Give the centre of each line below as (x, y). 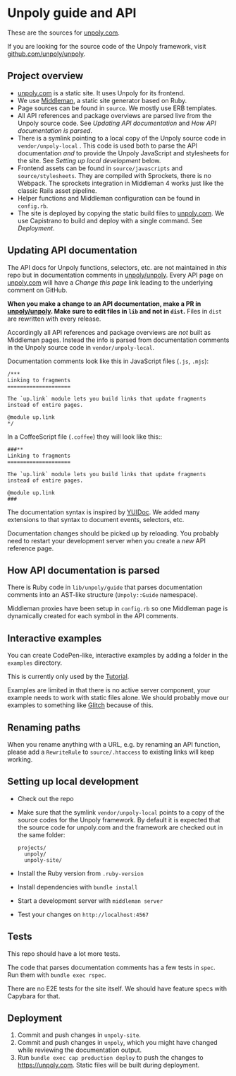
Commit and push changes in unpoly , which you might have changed (117, 1043)
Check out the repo (45, 798)
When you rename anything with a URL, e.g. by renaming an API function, (114, 744)
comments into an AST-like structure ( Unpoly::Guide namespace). (103, 595)
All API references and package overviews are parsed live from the (114, 115)
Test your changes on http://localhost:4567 (83, 914)
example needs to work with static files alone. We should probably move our (118, 698)
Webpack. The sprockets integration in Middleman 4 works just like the (120, 183)
